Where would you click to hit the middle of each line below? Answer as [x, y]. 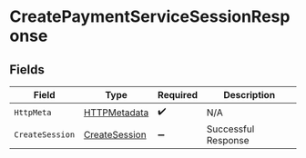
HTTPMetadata [116, 113]
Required [178, 95]
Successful [230, 129]
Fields [27, 69]
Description [249, 95]
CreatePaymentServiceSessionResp [150, 17]
